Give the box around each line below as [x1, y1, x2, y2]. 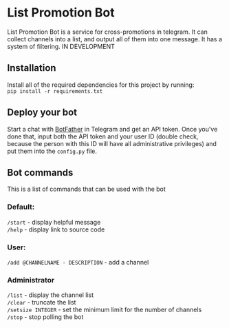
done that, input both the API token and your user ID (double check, [7, 132, 199, 141]
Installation [7, 62, 56, 74]
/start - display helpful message [7, 218, 101, 226]
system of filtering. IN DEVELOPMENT [7, 42, 116, 50]
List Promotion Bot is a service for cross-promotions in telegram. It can [7, 28, 208, 36]
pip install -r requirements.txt [7, 88, 103, 94]
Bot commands [7, 167, 74, 178]
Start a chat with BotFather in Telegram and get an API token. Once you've [7, 125, 218, 133]
